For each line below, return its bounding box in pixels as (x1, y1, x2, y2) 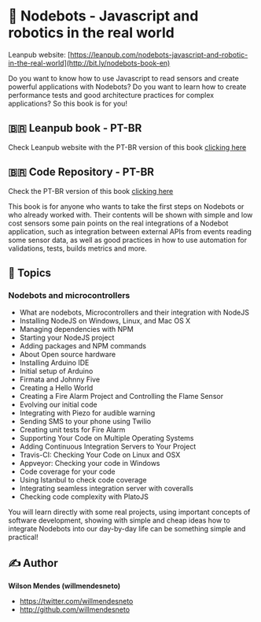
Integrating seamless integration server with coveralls (19, 484, 194, 494)
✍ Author (8, 556, 59, 570)
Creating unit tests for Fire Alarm (19, 425, 126, 434)
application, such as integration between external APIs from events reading (8, 226, 252, 236)
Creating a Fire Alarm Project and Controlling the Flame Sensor (19, 392, 224, 401)
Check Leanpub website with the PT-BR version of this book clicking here (8, 142, 247, 152)
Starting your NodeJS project (19, 333, 115, 342)
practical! (8, 532, 39, 542)
